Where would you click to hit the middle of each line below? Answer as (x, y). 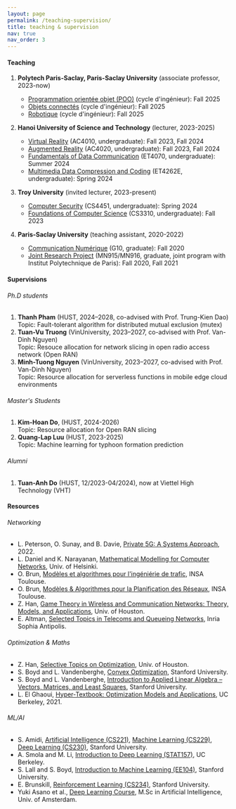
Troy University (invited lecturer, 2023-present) (87, 192)
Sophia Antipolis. (42, 626)
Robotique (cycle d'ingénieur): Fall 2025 (86, 114)
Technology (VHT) (44, 490)
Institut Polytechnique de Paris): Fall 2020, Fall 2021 (103, 263)
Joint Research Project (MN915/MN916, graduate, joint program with (127, 256)
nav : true (22, 33)
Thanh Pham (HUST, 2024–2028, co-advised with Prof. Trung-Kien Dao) (123, 317)
